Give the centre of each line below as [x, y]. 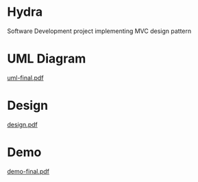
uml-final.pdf [25, 78]
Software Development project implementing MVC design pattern [99, 31]
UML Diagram [47, 59]
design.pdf [22, 124]
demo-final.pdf [28, 171]
